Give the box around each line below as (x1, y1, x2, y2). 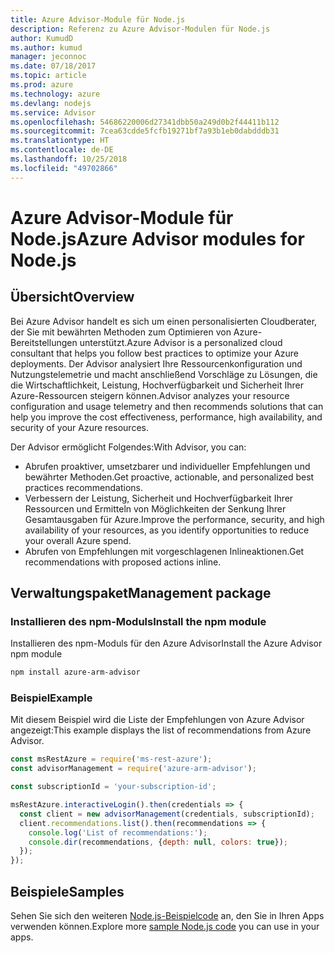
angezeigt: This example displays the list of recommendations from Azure (10, 724, 312, 736)
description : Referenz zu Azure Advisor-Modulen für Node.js (10, 24, 271, 34)
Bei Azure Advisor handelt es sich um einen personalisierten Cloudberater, (10, 315, 318, 327)
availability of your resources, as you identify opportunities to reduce (24, 524, 310, 536)
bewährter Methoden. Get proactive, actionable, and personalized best (24, 471, 315, 483)
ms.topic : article (10, 71, 87, 81)
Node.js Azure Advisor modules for (10, 227, 305, 250)
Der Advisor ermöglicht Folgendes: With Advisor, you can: (10, 441, 247, 453)
